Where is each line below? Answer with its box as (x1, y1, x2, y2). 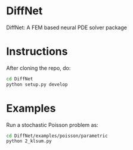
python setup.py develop (6, 82, 68, 87)
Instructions (6, 45, 68, 58)
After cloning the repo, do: (6, 64, 71, 71)
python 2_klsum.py (6, 138, 52, 144)
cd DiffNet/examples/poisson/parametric (6, 133, 109, 139)
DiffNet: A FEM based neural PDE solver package (6, 24, 127, 31)
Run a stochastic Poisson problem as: (6, 121, 98, 129)
